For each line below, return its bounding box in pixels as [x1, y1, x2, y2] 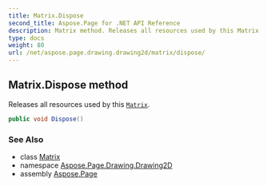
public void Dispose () [8, 115, 84, 123]
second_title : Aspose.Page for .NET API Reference [8, 19, 181, 27]
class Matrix [19, 152, 61, 161]
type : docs [8, 34, 45, 42]
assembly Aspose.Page [19, 168, 98, 178]
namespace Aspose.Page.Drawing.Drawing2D [19, 160, 173, 170]
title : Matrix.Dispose [8, 11, 84, 20]
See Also [8, 133, 44, 144]
